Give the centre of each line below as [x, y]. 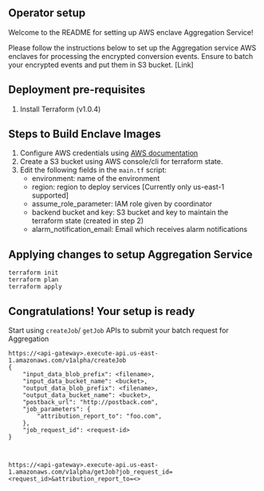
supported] [50, 195]
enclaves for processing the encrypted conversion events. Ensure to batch [131, 56]
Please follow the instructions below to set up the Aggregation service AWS [132, 48]
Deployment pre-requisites [77, 90]
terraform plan [33, 280]
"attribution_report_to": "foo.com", [99, 416]
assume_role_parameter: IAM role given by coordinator [122, 204]
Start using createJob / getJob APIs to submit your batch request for [118, 331]
